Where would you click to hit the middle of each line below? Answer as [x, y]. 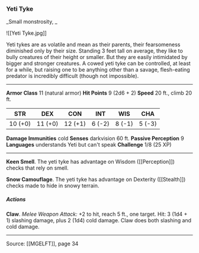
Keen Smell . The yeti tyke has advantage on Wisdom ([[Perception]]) [90, 162]
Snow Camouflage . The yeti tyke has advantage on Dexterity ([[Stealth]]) [96, 180]
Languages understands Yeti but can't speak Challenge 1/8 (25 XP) [89, 145]
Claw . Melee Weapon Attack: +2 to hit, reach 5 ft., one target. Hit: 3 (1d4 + [97, 214]
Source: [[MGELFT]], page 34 [42, 244]
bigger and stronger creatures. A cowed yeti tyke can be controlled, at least [98, 63]
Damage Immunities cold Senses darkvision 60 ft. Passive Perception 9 [95, 138]
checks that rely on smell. [38, 168]
